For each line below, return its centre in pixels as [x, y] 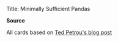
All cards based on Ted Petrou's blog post [59, 32]
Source [16, 20]
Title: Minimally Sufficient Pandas [48, 9]
